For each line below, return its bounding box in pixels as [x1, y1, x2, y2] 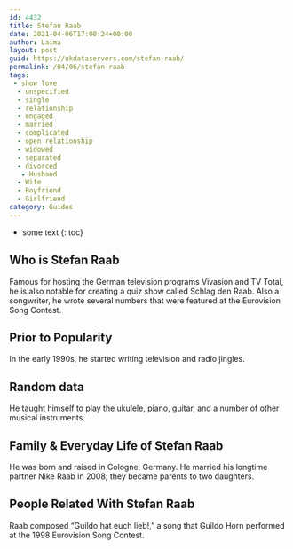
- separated [17, 153, 62, 162]
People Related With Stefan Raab [9, 497, 195, 512]
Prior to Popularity [9, 330, 113, 345]
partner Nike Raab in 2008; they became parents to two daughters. [9, 471, 255, 482]
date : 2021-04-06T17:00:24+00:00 [9, 29, 133, 38]
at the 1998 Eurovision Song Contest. [9, 529, 145, 540]
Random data [9, 379, 84, 395]
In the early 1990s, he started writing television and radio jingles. [9, 354, 246, 365]
